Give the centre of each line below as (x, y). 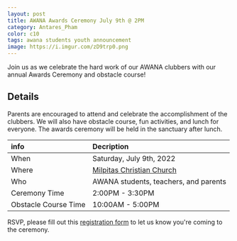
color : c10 (23, 34)
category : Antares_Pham (43, 27)
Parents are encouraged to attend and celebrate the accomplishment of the (117, 113)
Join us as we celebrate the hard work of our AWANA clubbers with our (112, 67)
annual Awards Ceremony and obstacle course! (77, 74)
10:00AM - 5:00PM (126, 204)
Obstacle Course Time (48, 204)
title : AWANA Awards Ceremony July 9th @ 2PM (76, 21)
